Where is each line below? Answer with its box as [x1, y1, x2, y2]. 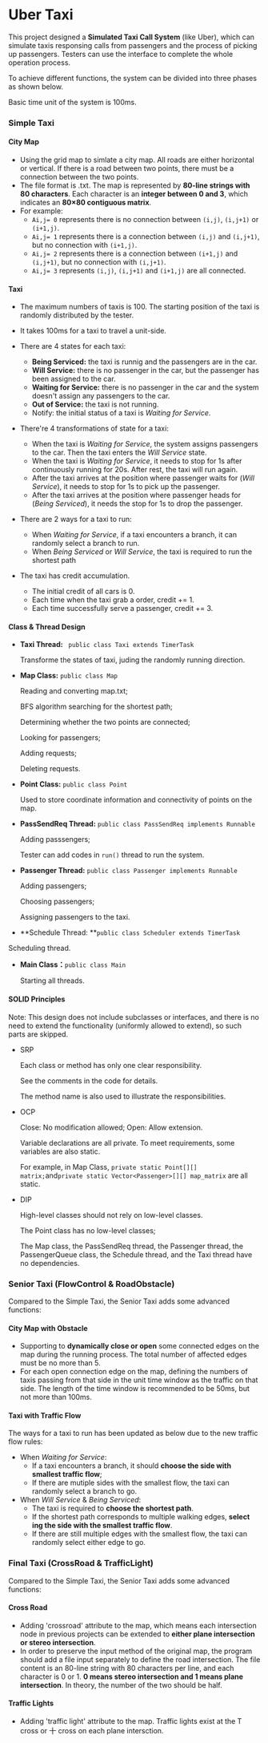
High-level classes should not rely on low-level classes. [19, 1210, 203, 1219]
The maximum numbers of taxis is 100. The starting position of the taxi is [19, 302, 260, 312]
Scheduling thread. [8, 944, 71, 953]
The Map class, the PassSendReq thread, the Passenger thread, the [19, 1241, 244, 1251]
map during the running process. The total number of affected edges [19, 1349, 247, 1360]
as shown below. [8, 82, 64, 91]
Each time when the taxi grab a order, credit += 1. [31, 595, 194, 605]
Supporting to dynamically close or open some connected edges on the [19, 1341, 260, 1351]
